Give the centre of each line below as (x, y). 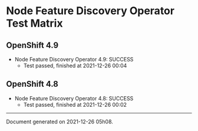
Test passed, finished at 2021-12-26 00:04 (75, 65)
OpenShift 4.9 (32, 45)
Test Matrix (34, 23)
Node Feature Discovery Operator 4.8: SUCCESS (74, 98)
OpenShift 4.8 (32, 84)
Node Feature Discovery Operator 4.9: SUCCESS (74, 59)
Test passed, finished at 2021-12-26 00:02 (75, 104)
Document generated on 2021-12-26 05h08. (60, 122)
